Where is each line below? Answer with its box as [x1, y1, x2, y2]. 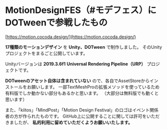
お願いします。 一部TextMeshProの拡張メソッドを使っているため [26, 84, 160, 90]
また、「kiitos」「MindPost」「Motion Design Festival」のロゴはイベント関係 [5, 107, 159, 113]
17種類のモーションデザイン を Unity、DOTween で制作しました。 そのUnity [5, 44, 163, 50]
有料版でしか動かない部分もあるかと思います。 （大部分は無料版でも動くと [5, 90, 159, 96]
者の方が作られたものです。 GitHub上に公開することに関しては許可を [5, 113, 147, 119]
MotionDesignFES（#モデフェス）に [5, 4, 157, 16]
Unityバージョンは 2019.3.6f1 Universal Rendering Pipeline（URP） [5, 61, 146, 67]
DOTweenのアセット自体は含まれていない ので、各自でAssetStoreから [5, 78, 150, 84]
